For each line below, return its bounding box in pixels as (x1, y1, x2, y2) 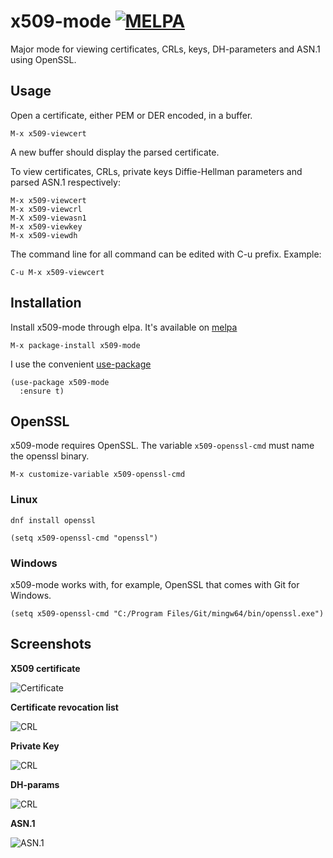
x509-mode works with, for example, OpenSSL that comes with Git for (10, 578, 300, 590)
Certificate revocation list (10, 701, 119, 713)
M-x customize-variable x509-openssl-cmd (10, 470, 186, 480)
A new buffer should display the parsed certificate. (10, 146, 220, 158)
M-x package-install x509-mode (10, 340, 141, 350)
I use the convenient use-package (10, 358, 152, 370)
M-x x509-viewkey (10, 221, 83, 232)
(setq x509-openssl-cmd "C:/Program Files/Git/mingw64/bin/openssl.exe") (10, 608, 325, 619)
